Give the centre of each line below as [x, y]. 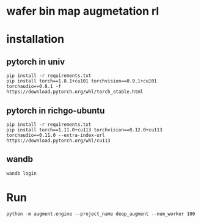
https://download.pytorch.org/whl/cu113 [59, 141]
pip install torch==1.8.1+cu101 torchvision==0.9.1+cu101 [82, 81]
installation [35, 39]
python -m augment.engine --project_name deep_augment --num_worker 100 [101, 214]
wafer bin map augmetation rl [83, 11]
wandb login [21, 173]
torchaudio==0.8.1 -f [34, 87]
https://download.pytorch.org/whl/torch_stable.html [75, 92]
